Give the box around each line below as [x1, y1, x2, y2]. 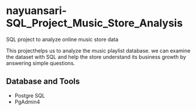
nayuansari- [6, 4, 67, 18]
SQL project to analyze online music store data [6, 36, 119, 43]
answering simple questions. [6, 60, 75, 67]
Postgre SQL [14, 92, 46, 99]
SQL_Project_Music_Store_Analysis [6, 16, 183, 30]
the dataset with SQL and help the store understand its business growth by [6, 53, 186, 60]
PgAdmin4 [14, 98, 40, 105]
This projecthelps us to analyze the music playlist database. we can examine [6, 47, 191, 54]
